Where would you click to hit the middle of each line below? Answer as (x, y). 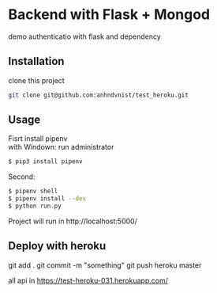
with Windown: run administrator (61, 147)
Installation (36, 61)
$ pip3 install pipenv (45, 162)
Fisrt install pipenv (38, 139)
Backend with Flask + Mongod (109, 15)
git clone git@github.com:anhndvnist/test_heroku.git (99, 95)
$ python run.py (35, 206)
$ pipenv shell (33, 192)
